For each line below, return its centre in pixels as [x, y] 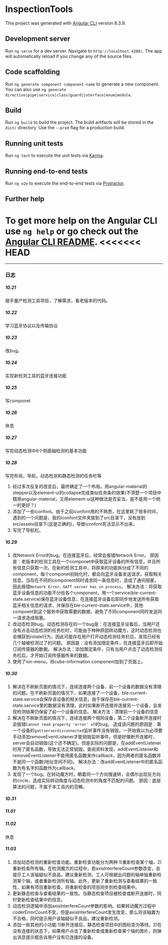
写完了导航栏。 [28, 530]
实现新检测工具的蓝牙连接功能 [36, 376]
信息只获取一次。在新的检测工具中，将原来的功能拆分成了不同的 [82, 568]
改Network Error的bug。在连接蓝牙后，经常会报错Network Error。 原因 [85, 555]
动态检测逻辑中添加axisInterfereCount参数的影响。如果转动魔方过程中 [84, 906]
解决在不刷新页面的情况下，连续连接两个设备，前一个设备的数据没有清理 [87, 686]
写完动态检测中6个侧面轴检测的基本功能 [46, 451]
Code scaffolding [32, 72]
